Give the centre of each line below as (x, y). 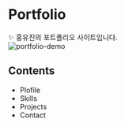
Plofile (30, 90)
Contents (32, 71)
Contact (32, 115)
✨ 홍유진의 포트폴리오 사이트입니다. (63, 37)
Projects (33, 106)
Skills (28, 98)
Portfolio (37, 15)
